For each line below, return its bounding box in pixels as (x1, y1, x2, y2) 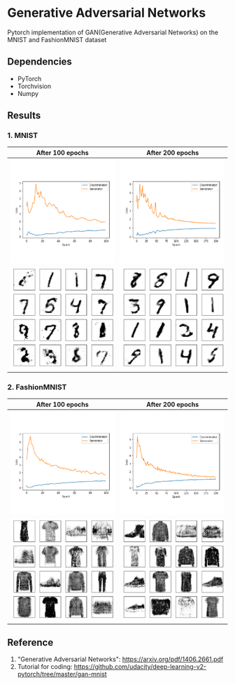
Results (7, 110, 41, 122)
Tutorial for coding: (17, 663, 73, 671)
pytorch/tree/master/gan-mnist (17, 670, 107, 679)
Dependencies (7, 56, 72, 68)
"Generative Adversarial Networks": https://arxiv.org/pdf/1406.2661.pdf (17, 655, 224, 663)
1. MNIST (7, 131, 38, 141)
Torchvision (17, 82, 51, 90)
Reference (7, 636, 54, 649)
